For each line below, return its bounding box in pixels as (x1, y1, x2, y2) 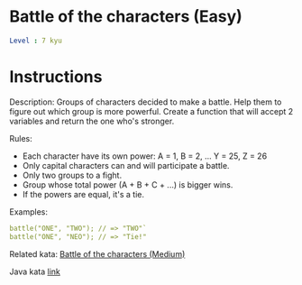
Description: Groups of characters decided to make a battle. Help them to (9, 97, 282, 107)
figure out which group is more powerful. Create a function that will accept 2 (9, 106, 294, 116)
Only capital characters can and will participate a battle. (22, 160, 230, 170)
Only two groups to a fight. (22, 170, 123, 180)
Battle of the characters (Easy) (9, 6, 243, 27)
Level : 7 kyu (9, 36, 63, 45)
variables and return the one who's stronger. (9, 115, 175, 126)
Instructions (9, 67, 103, 87)
